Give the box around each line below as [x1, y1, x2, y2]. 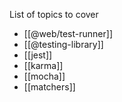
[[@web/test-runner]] [23, 28, 113, 39]
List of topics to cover [9, 9, 99, 20]
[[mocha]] [23, 70, 66, 82]
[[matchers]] [23, 81, 76, 93]
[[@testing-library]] [23, 39, 104, 50]
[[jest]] [23, 49, 53, 61]
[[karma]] [23, 60, 64, 71]
